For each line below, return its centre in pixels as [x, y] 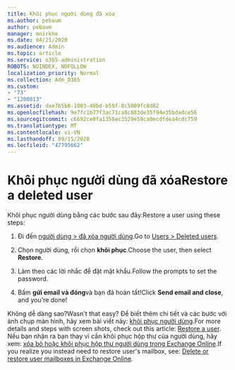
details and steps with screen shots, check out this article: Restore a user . [114, 329]
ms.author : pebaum [34, 21]
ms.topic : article [34, 54]
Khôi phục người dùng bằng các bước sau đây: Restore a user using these [114, 215]
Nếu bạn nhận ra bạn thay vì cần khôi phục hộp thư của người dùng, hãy [112, 336]
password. [33, 279]
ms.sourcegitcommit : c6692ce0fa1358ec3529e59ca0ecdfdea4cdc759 [102, 119]
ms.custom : [23, 86]
